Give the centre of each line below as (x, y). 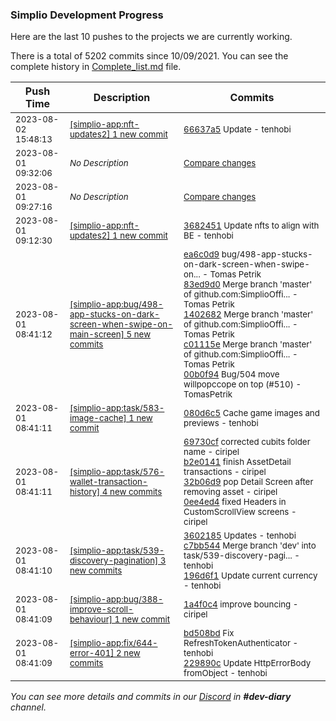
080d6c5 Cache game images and (251, 413)
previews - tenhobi (221, 423)
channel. (28, 707)
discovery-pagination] (114, 561)
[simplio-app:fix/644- (113, 643)
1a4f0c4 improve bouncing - (241, 604)
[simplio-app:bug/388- (116, 599)
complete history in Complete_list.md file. (96, 67)
